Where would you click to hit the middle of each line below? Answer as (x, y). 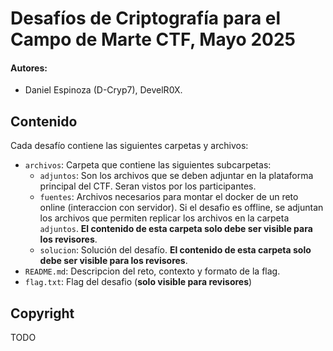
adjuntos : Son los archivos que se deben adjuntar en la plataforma (176, 176)
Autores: (29, 68)
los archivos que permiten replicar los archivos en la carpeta (164, 218)
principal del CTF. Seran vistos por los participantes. (148, 186)
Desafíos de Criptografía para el (146, 18)
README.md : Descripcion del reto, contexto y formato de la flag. (152, 271)
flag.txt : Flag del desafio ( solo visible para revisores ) (138, 282)
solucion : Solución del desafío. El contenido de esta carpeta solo (175, 250)
